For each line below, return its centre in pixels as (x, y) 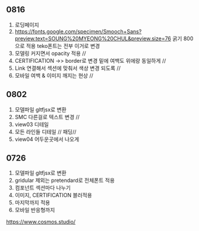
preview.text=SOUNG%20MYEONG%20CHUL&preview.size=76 (93, 38)
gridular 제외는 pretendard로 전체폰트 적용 (64, 181)
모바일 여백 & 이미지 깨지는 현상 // (54, 75)
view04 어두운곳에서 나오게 (47, 139)
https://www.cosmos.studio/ (41, 222)
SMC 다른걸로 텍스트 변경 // (47, 117)
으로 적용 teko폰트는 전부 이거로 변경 (57, 46)
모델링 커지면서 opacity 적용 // (50, 53)
